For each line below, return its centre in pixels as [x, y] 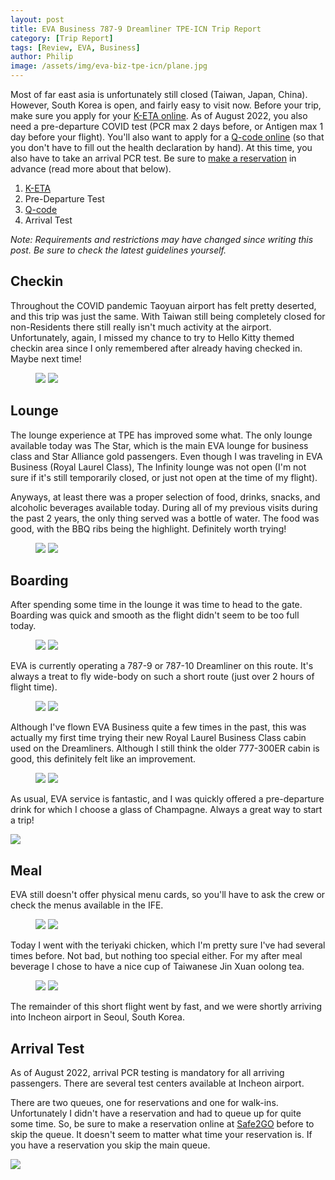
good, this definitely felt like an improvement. [103, 759]
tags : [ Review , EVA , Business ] [75, 47]
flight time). [34, 687]
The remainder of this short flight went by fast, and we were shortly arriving [166, 1007]
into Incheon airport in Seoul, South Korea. [97, 1017]
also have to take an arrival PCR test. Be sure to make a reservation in [153, 158]
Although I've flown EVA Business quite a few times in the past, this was [158, 727]
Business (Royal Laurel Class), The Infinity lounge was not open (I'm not [158, 467]
